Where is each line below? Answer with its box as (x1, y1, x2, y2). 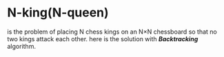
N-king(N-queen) (7, 5, 109, 21)
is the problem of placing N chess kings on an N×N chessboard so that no (7, 27, 217, 36)
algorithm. (7, 42, 37, 50)
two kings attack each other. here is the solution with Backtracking (7, 34, 198, 43)
